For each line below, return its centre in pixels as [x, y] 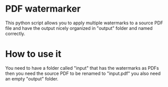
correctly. [15, 33]
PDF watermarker [43, 9]
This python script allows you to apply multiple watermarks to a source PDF [84, 23]
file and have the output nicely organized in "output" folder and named [79, 28]
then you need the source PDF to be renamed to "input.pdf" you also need [83, 73]
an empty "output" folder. [32, 78]
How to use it [33, 54]
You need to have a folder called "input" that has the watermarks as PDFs [82, 68]
